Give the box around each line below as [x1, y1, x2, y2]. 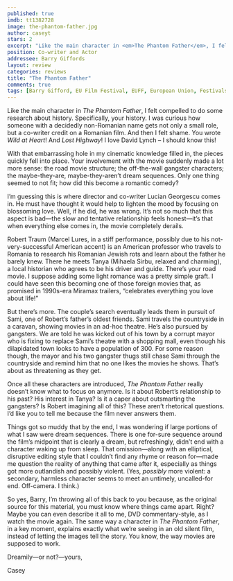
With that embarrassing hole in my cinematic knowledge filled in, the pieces [7, 150, 223, 158]
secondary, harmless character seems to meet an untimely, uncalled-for [7, 474, 214, 483]
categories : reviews [7, 68, 67, 75]
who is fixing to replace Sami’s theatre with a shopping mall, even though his [7, 337, 226, 345]
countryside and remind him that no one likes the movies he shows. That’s [7, 359, 219, 367]
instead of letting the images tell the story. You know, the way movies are [7, 532, 216, 541]
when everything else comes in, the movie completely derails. [7, 222, 184, 230]
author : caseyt [7, 29, 51, 37]
